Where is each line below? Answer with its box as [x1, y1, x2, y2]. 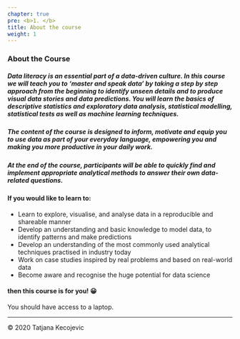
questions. [30, 176, 64, 184]
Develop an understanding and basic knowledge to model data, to [17, 225, 212, 233]
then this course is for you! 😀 [7, 287, 97, 295]
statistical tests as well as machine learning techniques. [7, 109, 179, 118]
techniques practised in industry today [17, 248, 131, 256]
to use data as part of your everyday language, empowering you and [7, 135, 217, 143]
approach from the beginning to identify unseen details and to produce [7, 86, 224, 95]
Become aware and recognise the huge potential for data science [17, 270, 211, 279]
